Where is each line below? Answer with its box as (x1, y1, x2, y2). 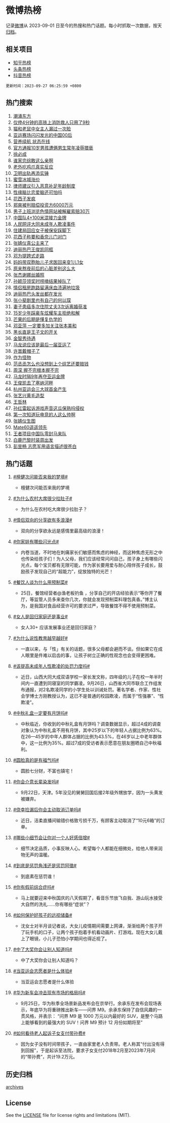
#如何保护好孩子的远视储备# (13, 912, 72, 918)
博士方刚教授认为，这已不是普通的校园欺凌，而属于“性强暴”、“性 (29, 693, 164, 699)
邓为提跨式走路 (13, 253, 45, 259)
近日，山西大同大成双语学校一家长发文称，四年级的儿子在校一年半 (20, 674, 158, 680)
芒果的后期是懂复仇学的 (13, 316, 62, 322)
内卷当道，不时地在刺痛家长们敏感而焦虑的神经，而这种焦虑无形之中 (20, 549, 163, 555)
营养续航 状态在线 (13, 138, 50, 144)
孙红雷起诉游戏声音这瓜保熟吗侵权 (13, 405, 84, 411)
